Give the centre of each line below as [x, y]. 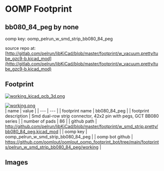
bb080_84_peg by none [42, 27]
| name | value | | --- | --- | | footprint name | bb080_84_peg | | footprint [77, 110]
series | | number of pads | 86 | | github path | [51, 121]
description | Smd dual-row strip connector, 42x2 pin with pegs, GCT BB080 [82, 116]
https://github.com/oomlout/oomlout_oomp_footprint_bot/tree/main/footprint [82, 142]
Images [17, 162]
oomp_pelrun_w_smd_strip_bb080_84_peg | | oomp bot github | [69, 137]
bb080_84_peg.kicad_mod [32, 131]
